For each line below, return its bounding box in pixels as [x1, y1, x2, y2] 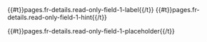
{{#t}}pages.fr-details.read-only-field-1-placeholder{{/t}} [7, 27, 175, 35]
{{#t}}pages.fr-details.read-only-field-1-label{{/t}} [7, 6, 155, 14]
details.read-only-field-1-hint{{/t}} [7, 13, 107, 21]
